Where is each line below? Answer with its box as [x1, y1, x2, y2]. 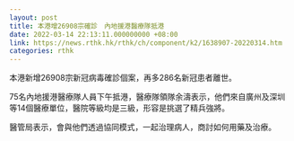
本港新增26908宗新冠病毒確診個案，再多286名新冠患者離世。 [9, 73, 238, 84]
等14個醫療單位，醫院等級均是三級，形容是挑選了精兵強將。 [9, 102, 230, 113]
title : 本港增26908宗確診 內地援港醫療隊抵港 [9, 22, 165, 31]
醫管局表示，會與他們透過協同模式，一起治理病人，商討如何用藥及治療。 [9, 122, 276, 133]
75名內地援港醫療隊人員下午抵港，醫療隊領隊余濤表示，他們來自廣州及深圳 [9, 92, 286, 102]
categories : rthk [9, 47, 74, 56]
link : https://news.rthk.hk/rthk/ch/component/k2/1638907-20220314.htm [9, 38, 282, 48]
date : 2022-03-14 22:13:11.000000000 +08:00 [9, 30, 178, 39]
